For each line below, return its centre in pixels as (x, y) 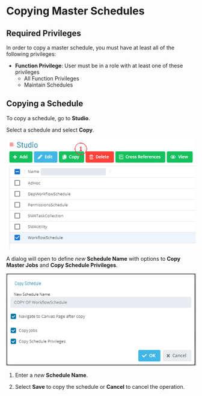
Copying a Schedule (45, 104)
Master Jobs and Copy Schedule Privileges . (62, 265)
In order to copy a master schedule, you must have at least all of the (90, 47)
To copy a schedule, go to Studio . (48, 118)
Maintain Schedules (48, 85)
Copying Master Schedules (75, 11)
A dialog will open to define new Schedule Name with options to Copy (93, 259)
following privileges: (31, 54)
